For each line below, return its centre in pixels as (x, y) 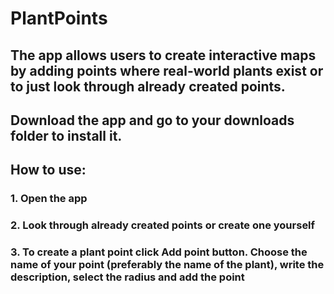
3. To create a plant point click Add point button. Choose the (159, 252)
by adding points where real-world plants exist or (167, 70)
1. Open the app (49, 199)
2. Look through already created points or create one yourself (163, 225)
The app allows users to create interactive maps (163, 55)
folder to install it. (66, 135)
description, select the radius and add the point (127, 277)
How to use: (48, 170)
